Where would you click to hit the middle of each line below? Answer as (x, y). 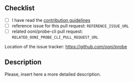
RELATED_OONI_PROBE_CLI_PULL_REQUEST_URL (55, 37)
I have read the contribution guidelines (51, 20)
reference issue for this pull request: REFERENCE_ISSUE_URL (70, 26)
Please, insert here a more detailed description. (53, 74)
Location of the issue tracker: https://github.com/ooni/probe (66, 46)
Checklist (20, 8)
